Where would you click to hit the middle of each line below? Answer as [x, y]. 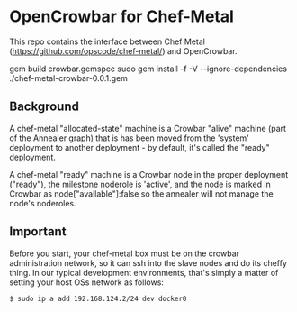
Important [38, 232]
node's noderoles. [43, 203]
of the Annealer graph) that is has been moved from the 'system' [130, 138]
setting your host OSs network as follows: [87, 282]
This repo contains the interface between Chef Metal [107, 41]
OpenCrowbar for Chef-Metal [121, 17]
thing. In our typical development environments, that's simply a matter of [144, 272]
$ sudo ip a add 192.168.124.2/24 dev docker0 [98, 298]
